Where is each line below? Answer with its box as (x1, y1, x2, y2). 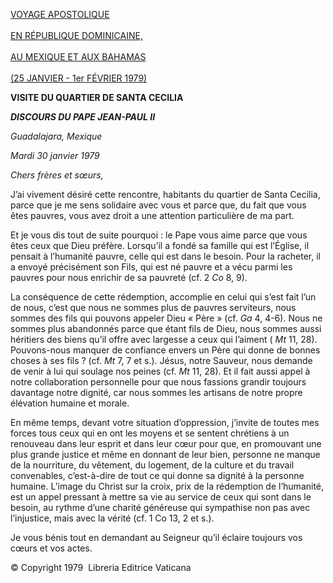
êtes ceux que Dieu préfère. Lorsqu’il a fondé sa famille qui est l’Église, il (10, 240, 310, 251)
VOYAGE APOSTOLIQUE (10, 9, 110, 20)
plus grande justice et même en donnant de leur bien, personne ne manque (10, 449, 321, 460)
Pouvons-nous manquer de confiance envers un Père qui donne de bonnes (10, 344, 321, 356)
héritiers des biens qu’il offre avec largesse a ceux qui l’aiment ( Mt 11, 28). (10, 334, 318, 345)
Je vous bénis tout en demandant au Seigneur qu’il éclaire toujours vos (10, 532, 303, 543)
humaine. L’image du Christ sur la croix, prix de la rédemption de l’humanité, (10, 480, 325, 492)
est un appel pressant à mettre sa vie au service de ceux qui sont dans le (10, 491, 312, 503)
